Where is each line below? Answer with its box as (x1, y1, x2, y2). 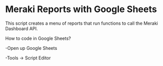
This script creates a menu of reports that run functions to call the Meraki (5, 20, 158, 26)
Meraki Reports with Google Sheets (5, 4, 157, 15)
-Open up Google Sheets (5, 45, 57, 51)
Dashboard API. (5, 25, 38, 31)
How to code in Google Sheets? (5, 35, 71, 41)
